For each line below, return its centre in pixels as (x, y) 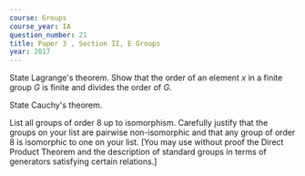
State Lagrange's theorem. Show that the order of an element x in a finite (146, 78)
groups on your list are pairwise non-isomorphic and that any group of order (152, 132)
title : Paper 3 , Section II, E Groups (85, 43)
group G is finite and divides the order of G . (91, 88)
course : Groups (38, 18)
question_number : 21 (49, 35)
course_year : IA (40, 26)
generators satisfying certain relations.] (83, 161)
